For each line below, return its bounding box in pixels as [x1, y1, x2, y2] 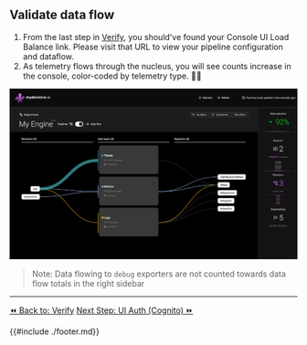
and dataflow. [22, 50, 75, 62]
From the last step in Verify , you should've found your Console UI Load [22, 31, 290, 42]
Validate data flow [9, 7, 115, 23]
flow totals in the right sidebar [31, 277, 145, 288]
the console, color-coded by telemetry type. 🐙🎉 [22, 70, 203, 81]
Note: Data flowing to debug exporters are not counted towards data [31, 268, 286, 279]
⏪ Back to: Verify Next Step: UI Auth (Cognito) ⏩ [9, 305, 194, 316]
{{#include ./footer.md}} [9, 326, 101, 337]
